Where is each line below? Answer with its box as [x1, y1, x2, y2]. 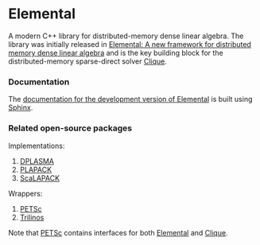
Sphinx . [8, 103, 33, 112]
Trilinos [19, 212, 45, 222]
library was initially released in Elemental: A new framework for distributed [8, 39, 252, 49]
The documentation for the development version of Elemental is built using [8, 95, 253, 104]
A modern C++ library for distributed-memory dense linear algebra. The [8, 31, 244, 41]
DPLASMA [19, 156, 54, 165]
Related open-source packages [8, 122, 133, 134]
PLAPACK [19, 165, 52, 174]
